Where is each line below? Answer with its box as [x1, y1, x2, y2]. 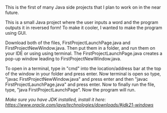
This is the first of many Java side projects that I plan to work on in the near [5, 5, 161, 10]
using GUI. [5, 30, 27, 36]
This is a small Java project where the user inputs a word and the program [5, 20, 158, 25]
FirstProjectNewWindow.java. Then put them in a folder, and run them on [5, 45, 155, 51]
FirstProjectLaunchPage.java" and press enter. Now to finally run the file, [5, 81, 155, 87]
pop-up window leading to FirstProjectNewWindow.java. [5, 56, 121, 62]
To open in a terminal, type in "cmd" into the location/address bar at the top [5, 65, 161, 71]
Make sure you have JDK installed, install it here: [5, 96, 106, 102]
